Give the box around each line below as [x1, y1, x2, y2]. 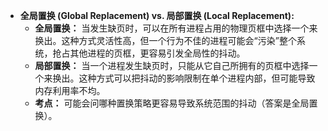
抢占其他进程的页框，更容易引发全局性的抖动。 [52, 47, 246, 59]
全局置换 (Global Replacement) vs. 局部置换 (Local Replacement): [19, 10, 295, 21]
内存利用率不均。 [34, 85, 106, 96]
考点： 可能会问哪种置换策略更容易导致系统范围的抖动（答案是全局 [34, 97, 310, 109]
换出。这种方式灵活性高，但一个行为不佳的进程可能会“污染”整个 [34, 35, 297, 46]
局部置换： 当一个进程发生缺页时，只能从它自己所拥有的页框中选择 [34, 60, 310, 71]
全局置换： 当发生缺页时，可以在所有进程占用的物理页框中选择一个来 [34, 22, 318, 34]
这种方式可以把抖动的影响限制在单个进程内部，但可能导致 [78, 72, 316, 84]
